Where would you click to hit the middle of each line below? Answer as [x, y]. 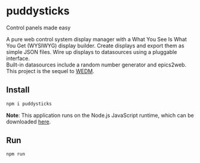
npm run [16, 154]
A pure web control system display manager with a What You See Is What [96, 39]
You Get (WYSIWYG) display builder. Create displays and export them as [95, 46]
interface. [18, 58]
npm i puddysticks [29, 104]
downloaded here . [29, 122]
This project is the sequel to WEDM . [50, 71]
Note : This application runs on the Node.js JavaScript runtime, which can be [100, 115]
